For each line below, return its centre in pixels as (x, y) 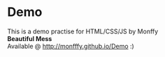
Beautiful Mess (30, 38)
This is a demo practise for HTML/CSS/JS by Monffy (83, 31)
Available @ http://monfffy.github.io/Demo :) (71, 46)
